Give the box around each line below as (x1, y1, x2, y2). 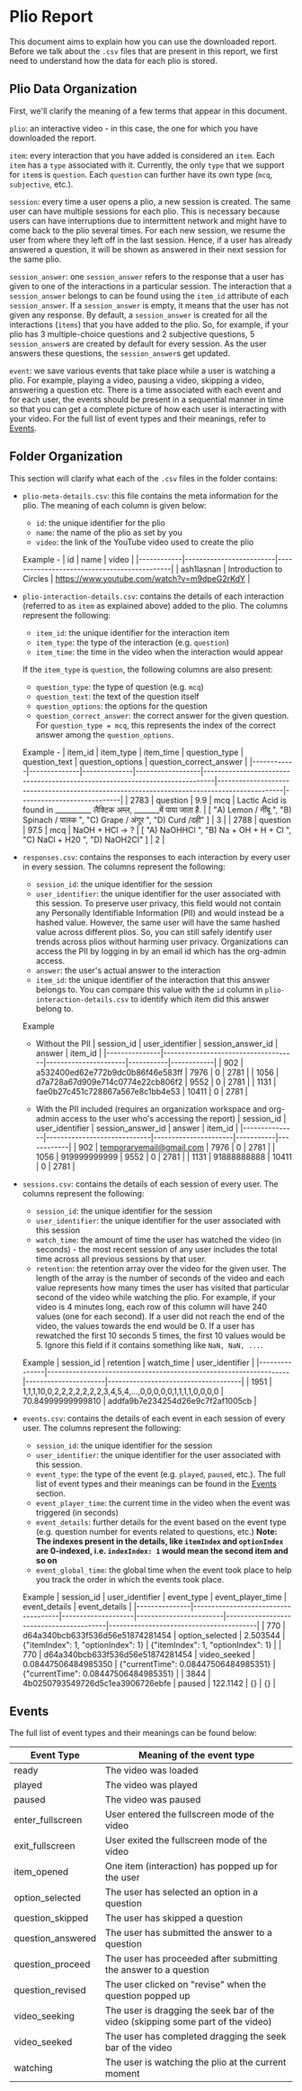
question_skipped (13, 1912, 89, 1924)
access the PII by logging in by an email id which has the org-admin (35, 945, 287, 957)
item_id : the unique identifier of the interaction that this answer (35, 974, 271, 985)
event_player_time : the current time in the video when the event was (35, 1497, 290, 1508)
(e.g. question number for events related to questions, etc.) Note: (35, 1526, 278, 1536)
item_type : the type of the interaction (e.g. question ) (35, 637, 229, 647)
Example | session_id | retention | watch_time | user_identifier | (22, 1357, 254, 1368)
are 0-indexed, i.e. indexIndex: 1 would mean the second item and (35, 1545, 289, 1556)
